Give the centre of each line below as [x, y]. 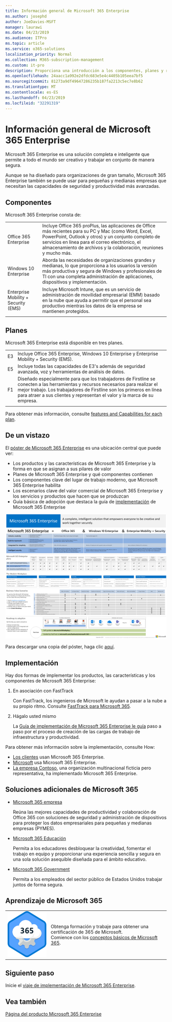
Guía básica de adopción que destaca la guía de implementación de [84, 501]
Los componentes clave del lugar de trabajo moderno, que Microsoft [85, 480]
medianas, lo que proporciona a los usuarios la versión [100, 266]
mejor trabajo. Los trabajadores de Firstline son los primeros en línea [90, 390]
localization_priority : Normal [39, 54]
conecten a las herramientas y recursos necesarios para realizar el [88, 384]
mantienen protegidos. [66, 311]
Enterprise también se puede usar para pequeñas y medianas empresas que [86, 181]
